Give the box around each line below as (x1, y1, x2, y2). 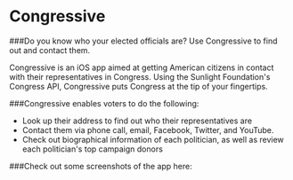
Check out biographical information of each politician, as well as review (21, 134, 285, 145)
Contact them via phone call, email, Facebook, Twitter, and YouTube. (21, 124, 274, 135)
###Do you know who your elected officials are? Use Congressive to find (9, 35, 278, 46)
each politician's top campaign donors (21, 144, 163, 154)
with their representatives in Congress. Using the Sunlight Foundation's (9, 71, 271, 82)
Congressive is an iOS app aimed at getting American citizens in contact (9, 62, 274, 73)
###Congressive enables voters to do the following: (9, 98, 199, 108)
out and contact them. (9, 44, 91, 55)
